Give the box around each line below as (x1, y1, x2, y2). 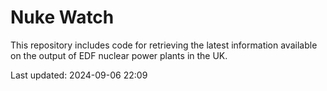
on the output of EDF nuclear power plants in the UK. (10, 49, 228, 61)
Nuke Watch (10, 6, 115, 29)
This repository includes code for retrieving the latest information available (10, 39, 318, 51)
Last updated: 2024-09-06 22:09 (10, 69, 148, 81)
